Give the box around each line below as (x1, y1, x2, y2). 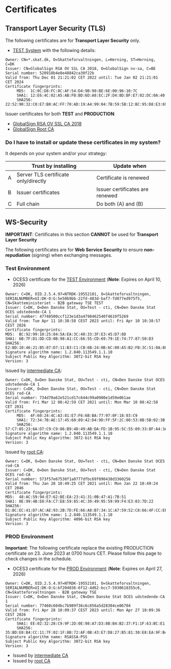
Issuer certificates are (96, 186, 149, 193)
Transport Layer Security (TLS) (5, 24, 106, 33)
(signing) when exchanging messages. (31, 252, 112, 258)
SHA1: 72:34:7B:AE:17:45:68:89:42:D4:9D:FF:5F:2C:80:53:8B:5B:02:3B (16, 417, 165, 423)
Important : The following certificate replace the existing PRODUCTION (5, 544, 154, 551)
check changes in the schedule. (5, 555, 72, 562)
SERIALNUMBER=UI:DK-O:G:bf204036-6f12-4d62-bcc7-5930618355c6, (5, 585, 142, 590)
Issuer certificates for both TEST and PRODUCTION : (5, 111, 116, 117)
